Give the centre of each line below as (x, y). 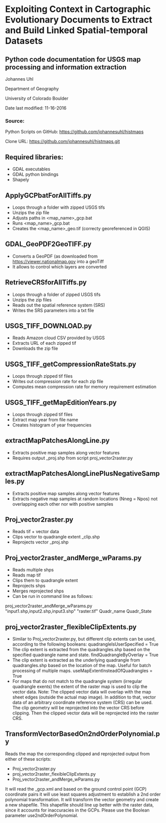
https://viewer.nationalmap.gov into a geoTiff (58, 261)
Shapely (21, 180)
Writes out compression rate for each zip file (58, 382)
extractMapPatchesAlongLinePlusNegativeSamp (83, 474)
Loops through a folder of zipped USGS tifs (56, 294)
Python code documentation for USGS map (73, 59)
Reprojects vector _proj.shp (40, 542)
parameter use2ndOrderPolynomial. (42, 815)
